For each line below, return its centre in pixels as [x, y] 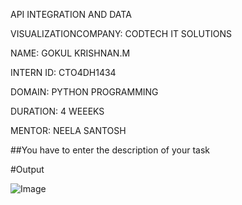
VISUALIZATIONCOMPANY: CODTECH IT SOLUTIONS [121, 33]
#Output [27, 169]
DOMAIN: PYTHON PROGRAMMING [84, 92]
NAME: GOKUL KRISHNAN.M [70, 53]
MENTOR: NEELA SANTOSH [68, 130]
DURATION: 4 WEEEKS [57, 111]
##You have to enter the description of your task [110, 150]
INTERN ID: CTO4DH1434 [63, 72]
